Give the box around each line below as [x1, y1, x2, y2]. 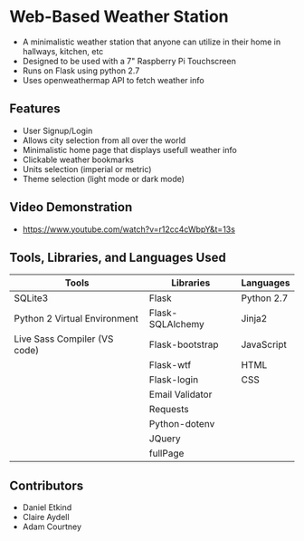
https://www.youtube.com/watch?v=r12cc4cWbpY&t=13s [22, 224, 235, 235]
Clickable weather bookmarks [22, 154, 134, 165]
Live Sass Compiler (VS [14, 333, 114, 345]
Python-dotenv [148, 418, 215, 430]
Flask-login [148, 373, 199, 386]
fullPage [148, 447, 185, 459]
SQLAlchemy [148, 318, 205, 331]
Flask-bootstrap [148, 338, 219, 351]
